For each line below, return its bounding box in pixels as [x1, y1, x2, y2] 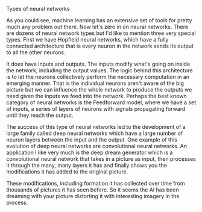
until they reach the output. [6, 111, 74, 119]
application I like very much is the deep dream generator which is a [6, 149, 173, 156]
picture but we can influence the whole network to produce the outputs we [6, 86, 192, 93]
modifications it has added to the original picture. [6, 168, 128, 175]
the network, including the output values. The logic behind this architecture [6, 67, 193, 74]
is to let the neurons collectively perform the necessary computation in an [6, 73, 190, 80]
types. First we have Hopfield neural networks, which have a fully [6, 36, 169, 43]
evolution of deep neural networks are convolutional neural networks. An [6, 143, 187, 149]
